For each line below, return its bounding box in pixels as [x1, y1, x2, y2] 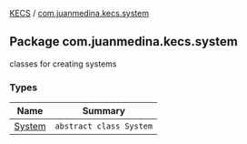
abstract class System [54, 121, 153, 131]
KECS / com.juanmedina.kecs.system [9, 8, 150, 18]
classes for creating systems [9, 58, 117, 69]
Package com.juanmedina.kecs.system [9, 34, 239, 49]
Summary [82, 105, 125, 118]
